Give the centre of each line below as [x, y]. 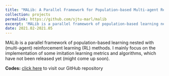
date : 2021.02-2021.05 [29, 28]
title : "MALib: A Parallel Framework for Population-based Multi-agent [82, 10]
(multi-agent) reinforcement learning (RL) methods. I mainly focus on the [80, 48]
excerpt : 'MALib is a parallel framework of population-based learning [82, 24]
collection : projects [28, 14]
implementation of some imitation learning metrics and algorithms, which [81, 53]
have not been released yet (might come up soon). [58, 58]
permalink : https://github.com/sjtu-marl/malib [56, 19]
